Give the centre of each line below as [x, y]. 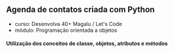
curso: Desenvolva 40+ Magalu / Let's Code [68, 24]
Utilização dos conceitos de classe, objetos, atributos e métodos [87, 44]
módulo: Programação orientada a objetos [66, 30]
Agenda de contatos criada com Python [81, 10]
